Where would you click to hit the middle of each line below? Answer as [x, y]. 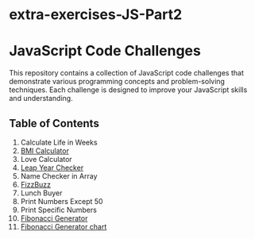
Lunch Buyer [41, 193]
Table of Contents [54, 123]
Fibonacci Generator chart [64, 226]
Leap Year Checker [52, 168]
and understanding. [41, 98]
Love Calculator [46, 159]
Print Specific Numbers [59, 210]
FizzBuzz [35, 184]
